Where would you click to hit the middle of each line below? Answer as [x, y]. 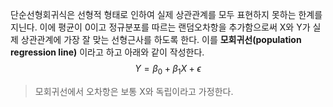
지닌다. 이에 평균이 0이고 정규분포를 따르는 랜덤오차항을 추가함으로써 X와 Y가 [160, 27]
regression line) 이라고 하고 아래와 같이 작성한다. [107, 52]
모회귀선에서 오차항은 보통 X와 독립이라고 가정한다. [134, 91]
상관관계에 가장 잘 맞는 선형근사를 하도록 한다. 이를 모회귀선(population [161, 39]
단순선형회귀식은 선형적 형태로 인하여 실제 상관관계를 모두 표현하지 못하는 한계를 [166, 14]
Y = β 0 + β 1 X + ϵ [168, 70]
